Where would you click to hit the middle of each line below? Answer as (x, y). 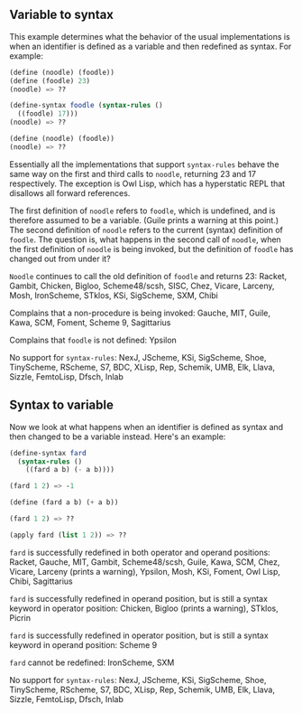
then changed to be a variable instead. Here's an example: (118, 436)
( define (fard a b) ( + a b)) (64, 502)
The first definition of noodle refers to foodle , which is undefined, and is (142, 211)
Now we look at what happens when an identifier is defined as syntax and (146, 427)
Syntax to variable (62, 405)
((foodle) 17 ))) (48, 114)
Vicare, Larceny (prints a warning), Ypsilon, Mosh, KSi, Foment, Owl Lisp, (145, 571)
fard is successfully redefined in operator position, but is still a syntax (139, 635)
